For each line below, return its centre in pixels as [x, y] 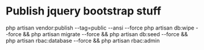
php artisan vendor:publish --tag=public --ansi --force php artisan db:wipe [100, 28]
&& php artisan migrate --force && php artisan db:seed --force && [105, 34]
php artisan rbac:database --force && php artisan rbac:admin [83, 40]
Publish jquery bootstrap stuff [83, 11]
